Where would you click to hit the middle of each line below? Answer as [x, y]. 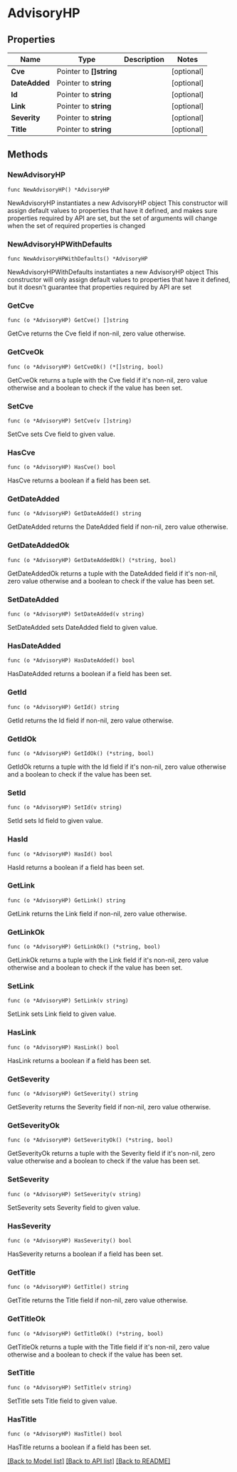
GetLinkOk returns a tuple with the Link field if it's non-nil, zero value [108, 960]
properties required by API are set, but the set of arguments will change [112, 218]
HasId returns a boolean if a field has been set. [76, 867]
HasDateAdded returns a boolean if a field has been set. [90, 674]
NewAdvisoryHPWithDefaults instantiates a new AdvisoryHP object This [113, 271]
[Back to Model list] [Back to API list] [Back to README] [89, 1461]
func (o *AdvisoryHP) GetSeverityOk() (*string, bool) [90, 1140]
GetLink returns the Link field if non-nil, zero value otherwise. [97, 913]
